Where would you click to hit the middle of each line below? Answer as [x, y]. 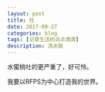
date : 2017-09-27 [32, 26]
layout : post [26, 14]
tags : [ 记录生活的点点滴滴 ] [43, 40]
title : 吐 [21, 20]
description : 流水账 [35, 46]
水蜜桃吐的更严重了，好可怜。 [50, 67]
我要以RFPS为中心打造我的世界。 [55, 82]
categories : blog [32, 33]
